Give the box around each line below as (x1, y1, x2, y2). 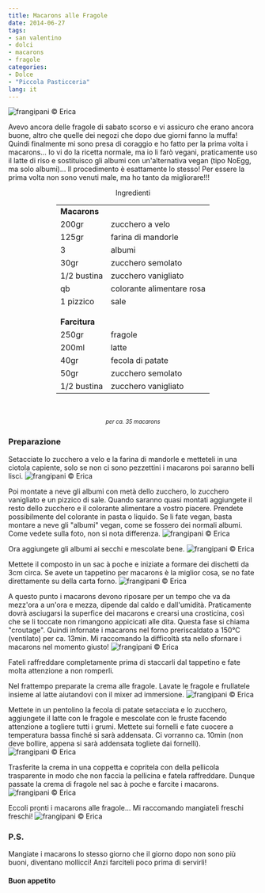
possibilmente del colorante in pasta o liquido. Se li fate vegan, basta (8, 512, 233, 521)
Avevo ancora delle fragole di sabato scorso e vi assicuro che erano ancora (8, 122, 255, 132)
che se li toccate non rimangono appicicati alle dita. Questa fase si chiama (8, 616, 251, 626)
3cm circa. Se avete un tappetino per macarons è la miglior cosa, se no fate (8, 567, 255, 577)
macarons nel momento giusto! (8, 642, 109, 651)
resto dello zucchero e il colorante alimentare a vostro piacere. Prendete (8, 503, 244, 513)
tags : (8, 26, 26, 34)
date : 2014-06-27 (8, 19, 66, 27)
